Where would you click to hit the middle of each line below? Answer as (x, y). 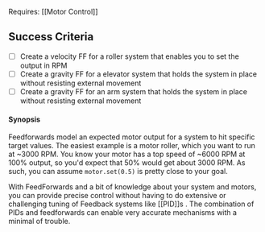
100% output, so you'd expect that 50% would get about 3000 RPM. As (127, 163)
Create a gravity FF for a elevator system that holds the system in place (139, 74)
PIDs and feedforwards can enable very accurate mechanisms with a (123, 213)
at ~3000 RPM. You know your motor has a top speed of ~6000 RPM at (127, 154)
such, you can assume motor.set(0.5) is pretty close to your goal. (118, 172)
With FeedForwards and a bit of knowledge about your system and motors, (132, 187)
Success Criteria (51, 37)
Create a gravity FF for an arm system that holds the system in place (134, 91)
